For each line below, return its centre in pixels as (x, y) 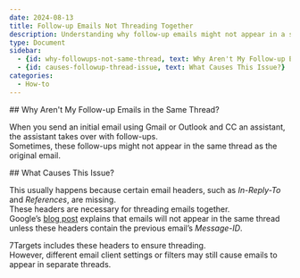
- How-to (33, 84)
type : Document (37, 42)
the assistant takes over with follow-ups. (84, 136)
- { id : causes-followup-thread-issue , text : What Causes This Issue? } (151, 68)
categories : (31, 76)
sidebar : (25, 51)
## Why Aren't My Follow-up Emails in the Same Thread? (115, 109)
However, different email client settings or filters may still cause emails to (144, 255)
